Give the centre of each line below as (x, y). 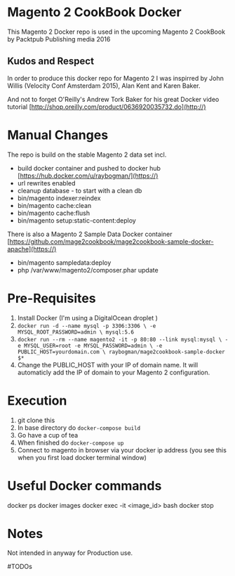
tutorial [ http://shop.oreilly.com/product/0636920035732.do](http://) (107, 107)
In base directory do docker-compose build (79, 427)
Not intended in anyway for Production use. (70, 553)
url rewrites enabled (46, 183)
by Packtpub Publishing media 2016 (59, 39)
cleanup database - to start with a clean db (80, 190)
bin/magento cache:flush (53, 213)
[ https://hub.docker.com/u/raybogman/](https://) (88, 176)
